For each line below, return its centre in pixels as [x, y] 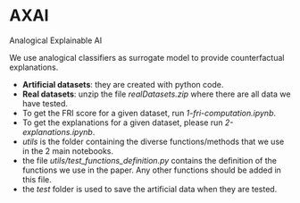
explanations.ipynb [58, 131]
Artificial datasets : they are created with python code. [123, 84]
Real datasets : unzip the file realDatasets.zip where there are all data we [156, 94]
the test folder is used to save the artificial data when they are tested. [150, 189]
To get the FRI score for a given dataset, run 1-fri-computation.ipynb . [149, 113]
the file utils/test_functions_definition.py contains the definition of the [149, 160]
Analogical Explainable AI [56, 40]
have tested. [45, 103]
